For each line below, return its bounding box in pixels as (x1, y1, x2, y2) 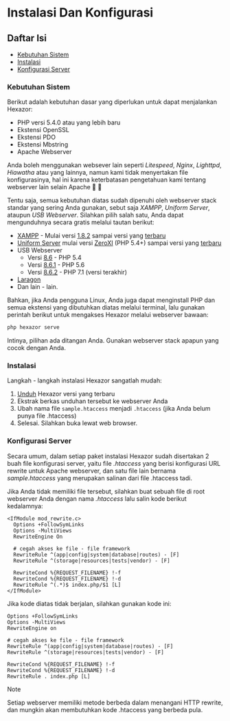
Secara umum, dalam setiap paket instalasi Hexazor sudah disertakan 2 (7, 452, 209, 460)
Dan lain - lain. (16, 283, 58, 291)
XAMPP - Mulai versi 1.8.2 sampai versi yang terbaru (16, 232, 166, 240)
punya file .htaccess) (16, 411, 77, 420)
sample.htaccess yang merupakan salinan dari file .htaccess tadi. (7, 473, 192, 482)
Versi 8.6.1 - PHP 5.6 (27, 261, 85, 269)
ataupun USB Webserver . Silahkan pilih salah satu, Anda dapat (7, 211, 184, 219)
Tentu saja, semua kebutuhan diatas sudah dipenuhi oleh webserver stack (7, 196, 217, 204)
